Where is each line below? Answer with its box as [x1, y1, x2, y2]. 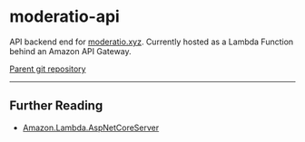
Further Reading [9, 98, 103, 114]
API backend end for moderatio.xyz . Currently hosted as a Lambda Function [9, 36, 294, 47]
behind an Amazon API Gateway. [9, 45, 132, 56]
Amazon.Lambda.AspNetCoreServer [22, 122, 160, 133]
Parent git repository [9, 63, 86, 74]
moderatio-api [9, 6, 120, 27]
